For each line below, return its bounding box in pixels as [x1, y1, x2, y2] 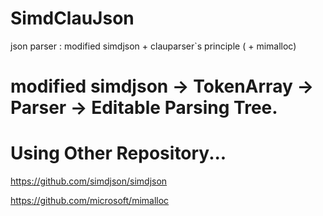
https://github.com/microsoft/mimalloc [10, 195, 170, 207]
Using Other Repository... [10, 142, 227, 165]
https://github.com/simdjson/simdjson [10, 175, 168, 187]
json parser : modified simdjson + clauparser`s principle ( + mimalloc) [10, 40, 297, 52]
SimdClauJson [10, 7, 135, 30]
